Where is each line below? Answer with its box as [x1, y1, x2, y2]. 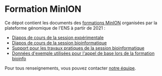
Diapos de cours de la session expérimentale [11, 35, 104, 40]
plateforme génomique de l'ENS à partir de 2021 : [4, 25, 106, 31]
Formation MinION [4, 3, 82, 15]
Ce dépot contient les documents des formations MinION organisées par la [4, 20, 158, 26]
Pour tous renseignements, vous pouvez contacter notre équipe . [4, 65, 136, 71]
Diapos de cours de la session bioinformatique [11, 39, 107, 45]
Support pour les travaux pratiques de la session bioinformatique [11, 45, 145, 51]
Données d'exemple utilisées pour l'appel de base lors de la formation [11, 50, 155, 56]
